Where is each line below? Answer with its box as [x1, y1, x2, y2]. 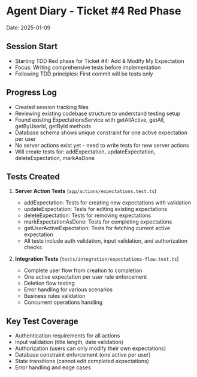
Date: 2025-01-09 [6, 24, 51, 31]
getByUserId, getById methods [14, 122, 92, 129]
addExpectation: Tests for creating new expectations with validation [23, 199, 192, 206]
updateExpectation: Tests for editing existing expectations [23, 206, 168, 213]
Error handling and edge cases [14, 364, 91, 371]
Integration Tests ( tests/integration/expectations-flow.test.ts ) [14, 255, 180, 263]
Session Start [6, 41, 58, 52]
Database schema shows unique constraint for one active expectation [14, 129, 187, 136]
